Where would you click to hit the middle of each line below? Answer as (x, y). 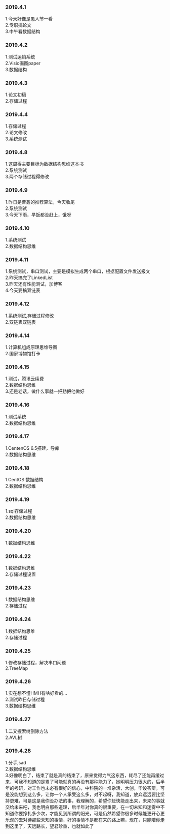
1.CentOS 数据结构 (24, 480)
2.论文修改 (16, 133)
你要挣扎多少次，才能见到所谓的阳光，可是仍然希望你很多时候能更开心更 (89, 813)
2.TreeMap (17, 668)
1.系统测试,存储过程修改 (30, 316)
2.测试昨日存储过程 (25, 699)
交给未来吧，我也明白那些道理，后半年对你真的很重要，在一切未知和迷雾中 (83, 807)
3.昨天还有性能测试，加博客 (34, 284)
